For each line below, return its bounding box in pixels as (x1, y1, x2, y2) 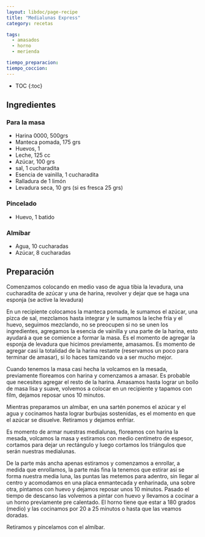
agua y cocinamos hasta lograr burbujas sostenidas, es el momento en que (6, 410, 196, 417)
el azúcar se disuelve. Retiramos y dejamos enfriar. (6, 416, 135, 423)
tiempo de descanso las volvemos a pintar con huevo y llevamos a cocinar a (6, 492, 199, 499)
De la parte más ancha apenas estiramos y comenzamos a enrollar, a (6, 459, 181, 467)
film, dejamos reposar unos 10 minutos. (6, 391, 105, 399)
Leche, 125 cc (15, 151, 51, 159)
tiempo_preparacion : (6, 59, 59, 66)
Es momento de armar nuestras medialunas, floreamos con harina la (6, 428, 179, 435)
